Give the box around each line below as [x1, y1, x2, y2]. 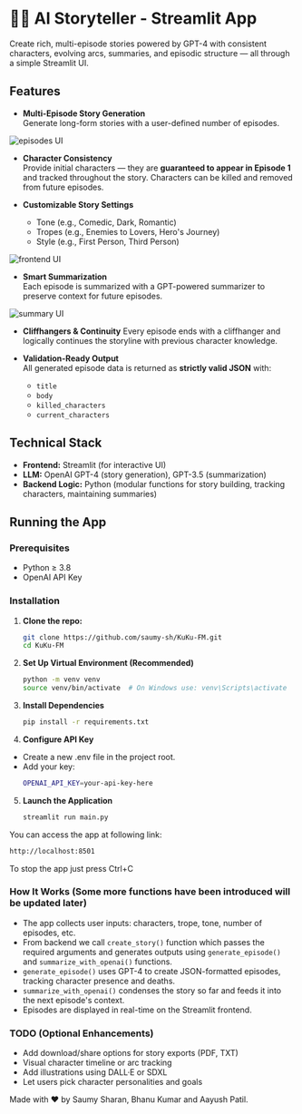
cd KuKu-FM [22, 641, 64, 650]
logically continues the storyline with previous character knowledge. [22, 335, 278, 346]
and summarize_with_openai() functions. [22, 956, 172, 967]
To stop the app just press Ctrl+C [9, 863, 134, 874]
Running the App [9, 514, 107, 530]
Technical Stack [9, 435, 102, 451]
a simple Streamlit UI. [9, 57, 89, 68]
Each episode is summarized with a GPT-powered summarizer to [22, 280, 266, 291]
